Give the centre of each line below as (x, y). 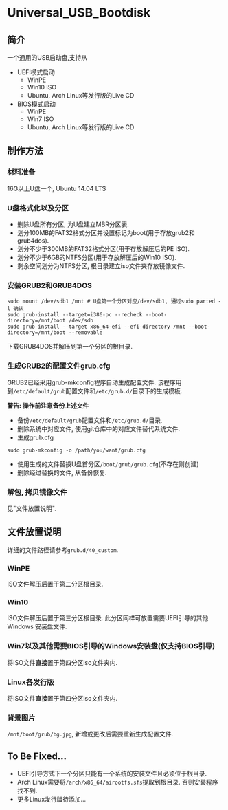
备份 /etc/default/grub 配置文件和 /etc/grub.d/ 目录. (90, 420)
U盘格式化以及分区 (38, 208)
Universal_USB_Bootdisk (79, 13)
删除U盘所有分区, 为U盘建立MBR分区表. (73, 224)
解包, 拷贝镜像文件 (37, 492)
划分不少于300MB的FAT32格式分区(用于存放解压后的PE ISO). (103, 248)
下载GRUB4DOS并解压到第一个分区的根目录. (70, 347)
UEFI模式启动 (36, 72)
